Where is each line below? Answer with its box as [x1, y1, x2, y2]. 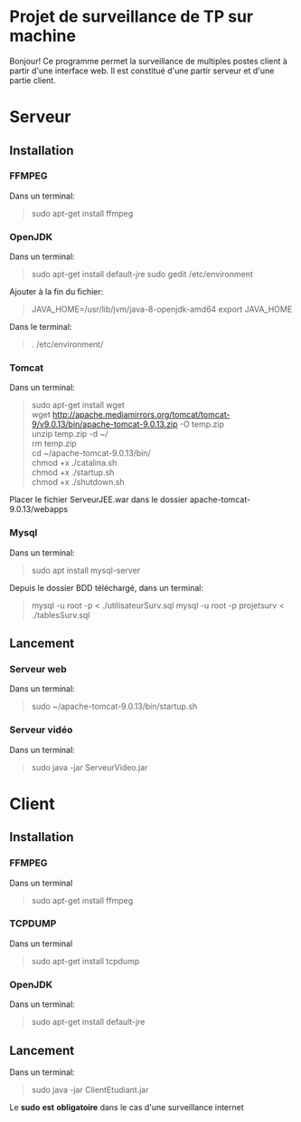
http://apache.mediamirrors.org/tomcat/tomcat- [52, 410, 230, 421]
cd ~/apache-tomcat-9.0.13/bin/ [31, 448, 151, 459]
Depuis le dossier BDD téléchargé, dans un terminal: [9, 582, 204, 593]
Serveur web [9, 663, 68, 676]
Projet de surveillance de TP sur [9, 6, 254, 27]
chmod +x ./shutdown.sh [31, 477, 125, 488]
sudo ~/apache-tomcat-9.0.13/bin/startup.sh [31, 701, 198, 712]
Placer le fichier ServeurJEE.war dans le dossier [9, 494, 188, 505]
